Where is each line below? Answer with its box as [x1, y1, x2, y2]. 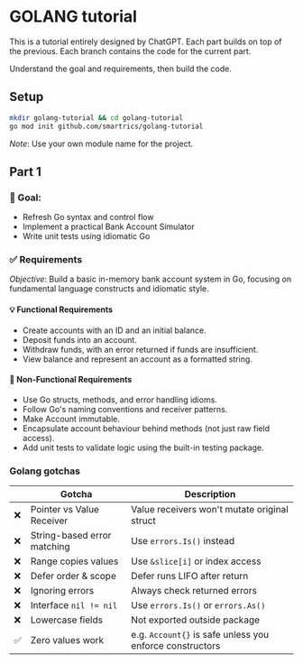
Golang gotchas [9, 465, 81, 477]
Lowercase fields [30, 613, 104, 626]
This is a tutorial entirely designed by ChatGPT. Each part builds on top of [9, 36, 282, 47]
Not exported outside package [130, 613, 260, 626]
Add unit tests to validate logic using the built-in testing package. [22, 442, 264, 453]
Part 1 [9, 164, 42, 180]
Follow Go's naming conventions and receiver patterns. [22, 403, 228, 414]
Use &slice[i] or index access [130, 555, 262, 567]
